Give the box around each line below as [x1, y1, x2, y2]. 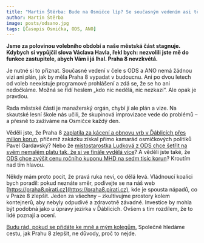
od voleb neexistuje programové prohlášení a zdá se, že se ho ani [6, 80, 170, 87]
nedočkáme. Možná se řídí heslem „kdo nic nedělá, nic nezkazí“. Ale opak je [6, 86, 197, 94]
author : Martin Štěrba [6, 15, 64, 21]
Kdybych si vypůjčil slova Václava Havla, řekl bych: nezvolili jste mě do [6, 49, 189, 56]
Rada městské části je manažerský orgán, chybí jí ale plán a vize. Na [6, 104, 177, 112]
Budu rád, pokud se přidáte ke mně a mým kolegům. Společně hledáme [6, 224, 185, 231]
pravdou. [6, 93, 29, 100]
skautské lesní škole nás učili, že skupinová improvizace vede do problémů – [6, 111, 198, 118]
